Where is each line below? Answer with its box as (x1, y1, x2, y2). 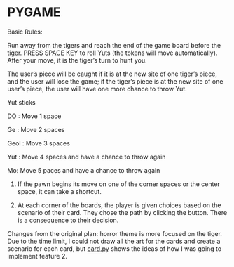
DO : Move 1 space (7, 112, 62, 120)
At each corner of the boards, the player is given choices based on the (17, 201, 222, 209)
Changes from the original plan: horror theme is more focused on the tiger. (7, 229, 223, 237)
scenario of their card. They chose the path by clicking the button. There (17, 208, 228, 216)
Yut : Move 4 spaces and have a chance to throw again (7, 152, 166, 161)
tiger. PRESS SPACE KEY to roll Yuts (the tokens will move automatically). (7, 48, 218, 57)
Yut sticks (7, 98, 36, 106)
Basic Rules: (7, 27, 43, 36)
